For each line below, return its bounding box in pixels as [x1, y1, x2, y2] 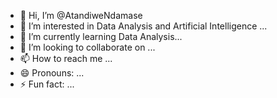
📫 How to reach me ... [19, 53, 113, 64]
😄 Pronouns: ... [19, 67, 85, 79]
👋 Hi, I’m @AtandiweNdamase [19, 10, 143, 21]
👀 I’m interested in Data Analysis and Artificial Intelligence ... [19, 20, 268, 32]
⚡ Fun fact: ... [19, 78, 75, 90]
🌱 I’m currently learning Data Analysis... [19, 31, 183, 42]
